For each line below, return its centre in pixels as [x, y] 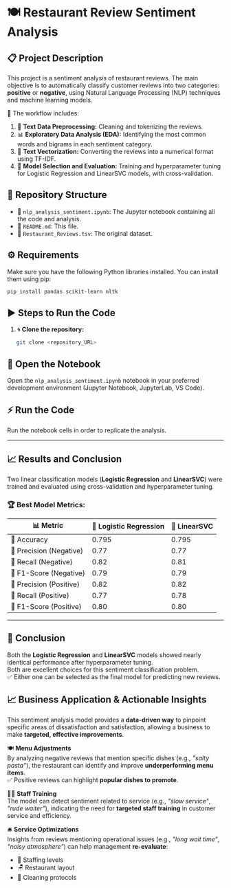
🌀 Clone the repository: [51, 329]
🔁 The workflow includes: [43, 113]
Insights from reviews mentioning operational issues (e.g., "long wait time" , [113, 839]
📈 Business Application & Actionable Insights [107, 700]
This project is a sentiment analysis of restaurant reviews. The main [102, 78]
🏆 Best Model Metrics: [46, 504]
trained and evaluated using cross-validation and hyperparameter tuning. [111, 486]
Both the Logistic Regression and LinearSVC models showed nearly [104, 655]
